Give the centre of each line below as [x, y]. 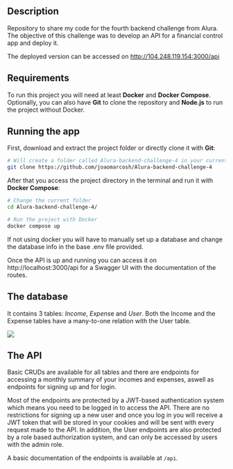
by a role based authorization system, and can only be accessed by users [112, 437]
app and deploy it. [33, 43]
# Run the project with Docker [52, 219]
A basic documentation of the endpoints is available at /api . [93, 458]
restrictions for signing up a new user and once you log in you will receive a [115, 415]
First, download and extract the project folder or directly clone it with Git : [111, 148]
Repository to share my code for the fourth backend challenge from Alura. [113, 28]
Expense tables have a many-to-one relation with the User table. [99, 321]
